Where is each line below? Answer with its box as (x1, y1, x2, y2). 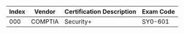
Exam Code (142, 8, 175, 15)
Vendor (34, 8, 56, 15)
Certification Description (64, 8, 137, 15)
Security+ (64, 18, 92, 25)
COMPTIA (31, 18, 59, 25)
